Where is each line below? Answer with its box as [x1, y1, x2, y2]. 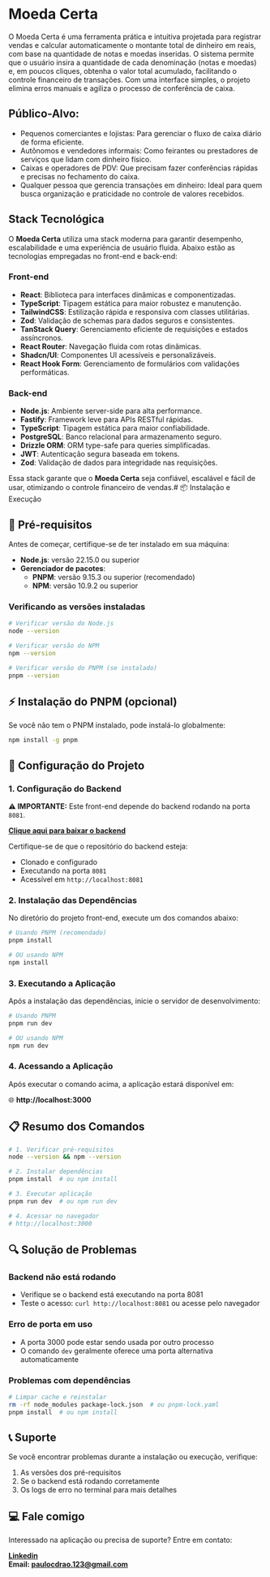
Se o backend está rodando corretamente [19, 1476, 161, 1486]
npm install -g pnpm [8, 736, 79, 745]
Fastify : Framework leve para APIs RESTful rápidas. [19, 415, 193, 424]
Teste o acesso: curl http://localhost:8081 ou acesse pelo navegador [19, 1299, 260, 1308]
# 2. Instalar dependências [8, 1167, 104, 1176]
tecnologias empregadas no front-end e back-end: [8, 251, 178, 260]
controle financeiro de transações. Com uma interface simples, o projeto [8, 75, 251, 84]
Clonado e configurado [19, 857, 98, 866]
